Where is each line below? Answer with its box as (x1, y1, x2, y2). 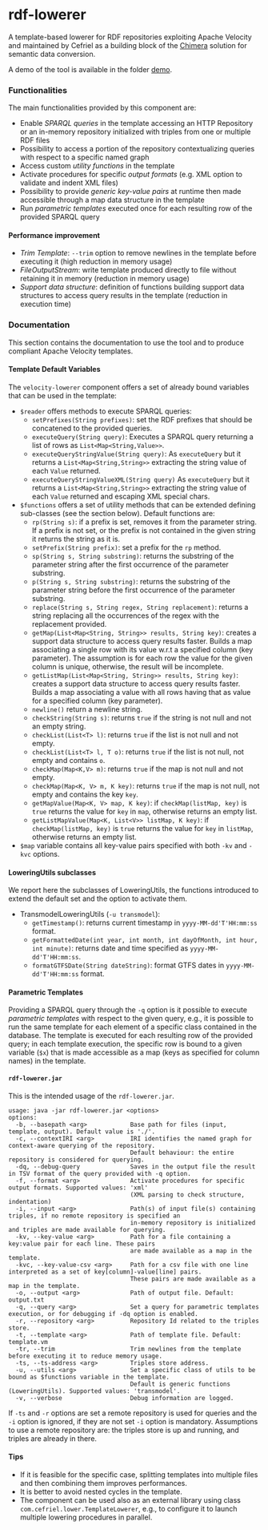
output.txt (8, 1296, 45, 1304)
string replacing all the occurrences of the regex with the (31, 611, 220, 620)
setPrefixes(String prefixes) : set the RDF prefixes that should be (31, 414, 253, 424)
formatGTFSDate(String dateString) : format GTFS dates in (31, 960, 225, 971)
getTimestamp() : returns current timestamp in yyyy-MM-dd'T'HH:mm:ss (31, 918, 258, 927)
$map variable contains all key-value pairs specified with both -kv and (19, 840, 247, 850)
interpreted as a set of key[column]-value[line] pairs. (8, 1268, 202, 1276)
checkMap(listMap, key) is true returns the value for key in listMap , (31, 823, 254, 833)
